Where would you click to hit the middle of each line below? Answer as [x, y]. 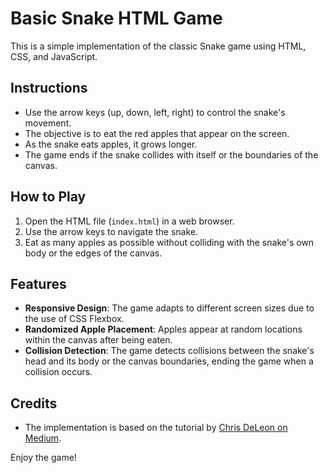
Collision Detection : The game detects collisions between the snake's [169, 351]
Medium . [43, 438]
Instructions [49, 88]
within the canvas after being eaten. [98, 340]
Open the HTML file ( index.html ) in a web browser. [129, 221]
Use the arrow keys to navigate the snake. [111, 231]
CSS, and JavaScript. [54, 56]
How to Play [48, 197]
